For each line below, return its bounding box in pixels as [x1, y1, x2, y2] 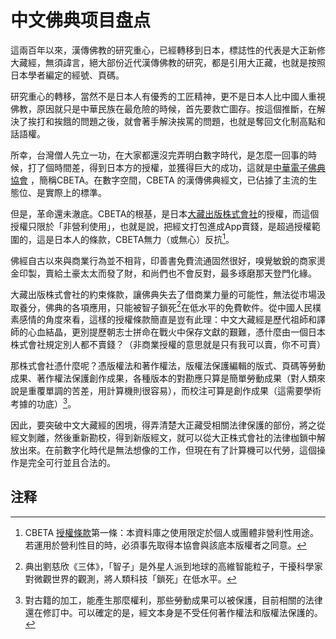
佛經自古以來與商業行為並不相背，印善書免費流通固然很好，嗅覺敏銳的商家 [10, 254, 317, 266]
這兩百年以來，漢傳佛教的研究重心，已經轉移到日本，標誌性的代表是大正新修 [10, 44, 326, 56]
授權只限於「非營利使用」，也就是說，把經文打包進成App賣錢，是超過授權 [10, 220, 312, 232]
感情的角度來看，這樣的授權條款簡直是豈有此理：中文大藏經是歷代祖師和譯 [18, 314, 326, 326]
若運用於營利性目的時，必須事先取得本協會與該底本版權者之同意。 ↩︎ [24, 539, 307, 551]
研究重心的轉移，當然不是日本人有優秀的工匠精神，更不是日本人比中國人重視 [10, 90, 326, 102]
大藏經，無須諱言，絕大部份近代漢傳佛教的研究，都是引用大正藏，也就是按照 [10, 56, 326, 68]
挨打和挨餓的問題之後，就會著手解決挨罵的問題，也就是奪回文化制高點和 [27, 115, 326, 127]
